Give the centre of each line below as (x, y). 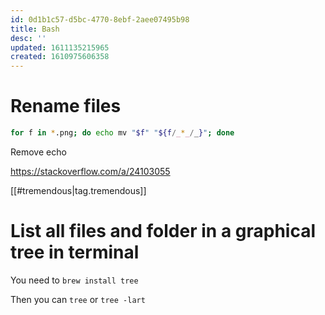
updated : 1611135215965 (60, 47)
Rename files (66, 106)
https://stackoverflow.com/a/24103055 (90, 171)
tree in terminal (75, 252)
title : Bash (35, 29)
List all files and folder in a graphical (163, 231)
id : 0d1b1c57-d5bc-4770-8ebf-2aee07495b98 (100, 19)
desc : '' (28, 38)
